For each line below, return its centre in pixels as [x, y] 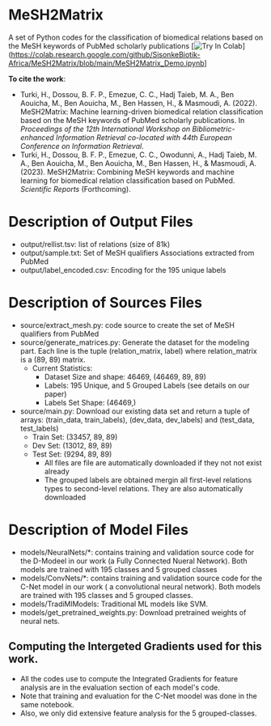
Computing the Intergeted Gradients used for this [135, 646]
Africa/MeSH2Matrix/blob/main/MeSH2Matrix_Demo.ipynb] [108, 63]
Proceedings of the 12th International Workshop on [105, 129]
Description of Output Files [101, 222]
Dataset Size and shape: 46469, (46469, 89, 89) [125, 376]
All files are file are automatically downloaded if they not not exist [153, 462]
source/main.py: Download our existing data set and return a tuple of [135, 411]
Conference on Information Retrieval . [82, 146]
